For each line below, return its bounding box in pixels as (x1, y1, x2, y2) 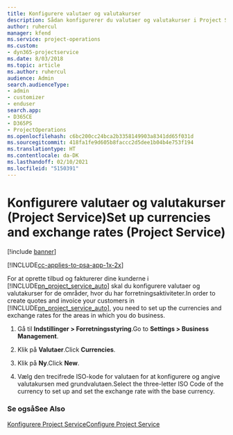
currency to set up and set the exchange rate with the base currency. (17, 386, 215, 395)
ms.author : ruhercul (7, 68, 67, 75)
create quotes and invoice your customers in (7, 296, 135, 305)
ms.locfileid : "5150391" (7, 164, 79, 172)
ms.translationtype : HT (7, 146, 76, 153)
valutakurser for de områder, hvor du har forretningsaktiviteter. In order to (7, 289, 216, 297)
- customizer (7, 94, 45, 101)
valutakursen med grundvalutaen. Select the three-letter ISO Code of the (17, 379, 224, 388)
